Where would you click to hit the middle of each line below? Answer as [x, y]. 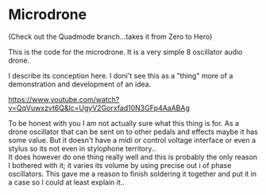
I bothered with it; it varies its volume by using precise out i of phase [120, 165]
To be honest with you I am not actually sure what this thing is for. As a [124, 123]
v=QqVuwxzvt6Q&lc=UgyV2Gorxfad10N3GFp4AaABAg [99, 108]
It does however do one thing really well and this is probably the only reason [133, 157]
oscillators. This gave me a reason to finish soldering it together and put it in [133, 174]
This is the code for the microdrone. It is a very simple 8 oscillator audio [125, 52]
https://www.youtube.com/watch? [64, 99]
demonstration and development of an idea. [80, 84]
